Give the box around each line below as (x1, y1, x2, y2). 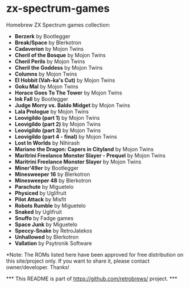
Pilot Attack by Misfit (14, 195, 67, 202)
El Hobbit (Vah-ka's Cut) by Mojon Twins (14, 76, 115, 84)
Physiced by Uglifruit (14, 189, 67, 197)
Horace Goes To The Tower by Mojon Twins (14, 89, 122, 96)
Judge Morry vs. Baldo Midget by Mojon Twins (14, 102, 131, 109)
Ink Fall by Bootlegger (14, 95, 69, 102)
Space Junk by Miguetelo (14, 221, 78, 228)
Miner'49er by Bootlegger (14, 164, 79, 171)
